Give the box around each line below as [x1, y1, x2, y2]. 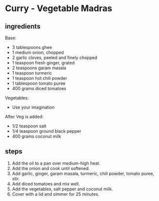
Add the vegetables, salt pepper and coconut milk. [12, 186, 113, 192]
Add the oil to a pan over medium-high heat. [12, 160, 100, 166]
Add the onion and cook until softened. [12, 165, 90, 171]
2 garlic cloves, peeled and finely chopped [12, 55, 97, 61]
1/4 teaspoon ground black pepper [12, 128, 81, 134]
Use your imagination [12, 105, 55, 110]
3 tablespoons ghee [12, 45, 52, 50]
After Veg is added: [5, 114, 44, 119]
